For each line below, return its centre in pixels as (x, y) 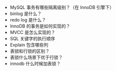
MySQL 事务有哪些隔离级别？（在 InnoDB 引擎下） (62, 7)
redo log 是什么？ (28, 20)
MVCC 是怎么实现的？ (33, 32)
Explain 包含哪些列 (29, 45)
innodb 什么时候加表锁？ (35, 63)
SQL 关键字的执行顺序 (32, 38)
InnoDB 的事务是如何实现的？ (40, 26)
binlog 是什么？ (26, 13)
